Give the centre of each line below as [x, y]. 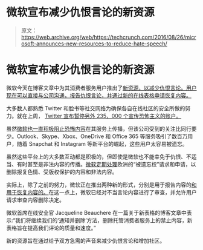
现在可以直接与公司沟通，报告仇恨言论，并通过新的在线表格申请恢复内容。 [99, 95]
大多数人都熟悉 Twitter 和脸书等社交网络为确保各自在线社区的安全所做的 [96, 108]
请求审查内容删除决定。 [35, 200]
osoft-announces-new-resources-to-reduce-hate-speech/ [94, 44]
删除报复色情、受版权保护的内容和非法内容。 [62, 172]
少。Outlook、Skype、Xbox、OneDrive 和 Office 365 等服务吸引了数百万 [97, 136]
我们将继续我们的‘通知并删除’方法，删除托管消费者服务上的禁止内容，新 [104, 220]
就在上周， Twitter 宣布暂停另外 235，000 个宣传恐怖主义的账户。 [99, 116]
